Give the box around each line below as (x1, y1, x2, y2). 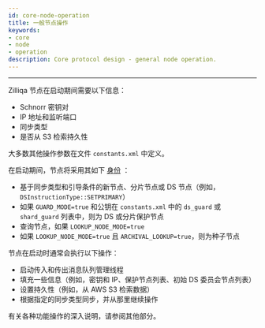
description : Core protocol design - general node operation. (8, 56, 217, 64)
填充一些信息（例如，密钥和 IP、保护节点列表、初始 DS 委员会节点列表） (19, 274, 256, 284)
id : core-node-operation (8, 11, 90, 20)
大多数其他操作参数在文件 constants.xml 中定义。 (8, 148, 169, 158)
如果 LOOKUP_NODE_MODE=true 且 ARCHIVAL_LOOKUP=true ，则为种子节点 (19, 231, 241, 240)
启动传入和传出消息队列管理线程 (19, 265, 124, 274)
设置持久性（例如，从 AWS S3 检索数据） (19, 285, 154, 294)
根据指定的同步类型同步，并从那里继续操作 (19, 294, 159, 304)
